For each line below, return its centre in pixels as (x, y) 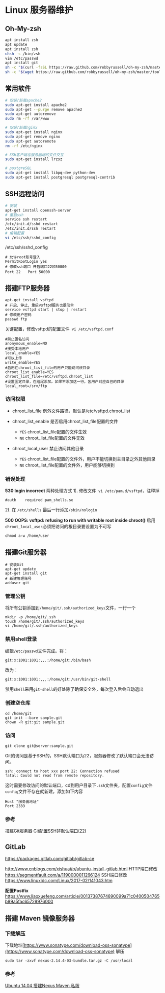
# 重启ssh (14, 215)
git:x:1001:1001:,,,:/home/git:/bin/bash (48, 660)
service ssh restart (26, 219)
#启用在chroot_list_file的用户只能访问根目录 (48, 368)
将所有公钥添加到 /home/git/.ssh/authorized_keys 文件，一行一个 (70, 608)
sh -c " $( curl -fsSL (26, 68)
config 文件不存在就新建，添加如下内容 (44, 791)
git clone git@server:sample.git (39, 746)
